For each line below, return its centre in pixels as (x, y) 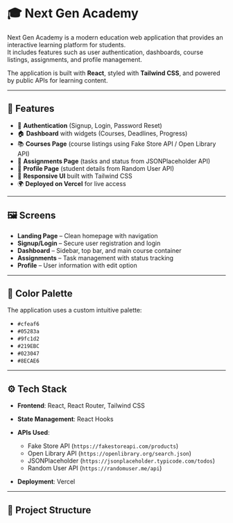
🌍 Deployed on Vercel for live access (71, 183)
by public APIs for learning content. (58, 80)
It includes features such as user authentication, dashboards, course (105, 52)
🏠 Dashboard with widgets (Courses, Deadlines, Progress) (102, 133)
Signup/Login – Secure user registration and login (89, 243)
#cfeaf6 (28, 324)
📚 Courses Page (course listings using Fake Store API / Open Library (116, 144)
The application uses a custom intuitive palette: (75, 310)
